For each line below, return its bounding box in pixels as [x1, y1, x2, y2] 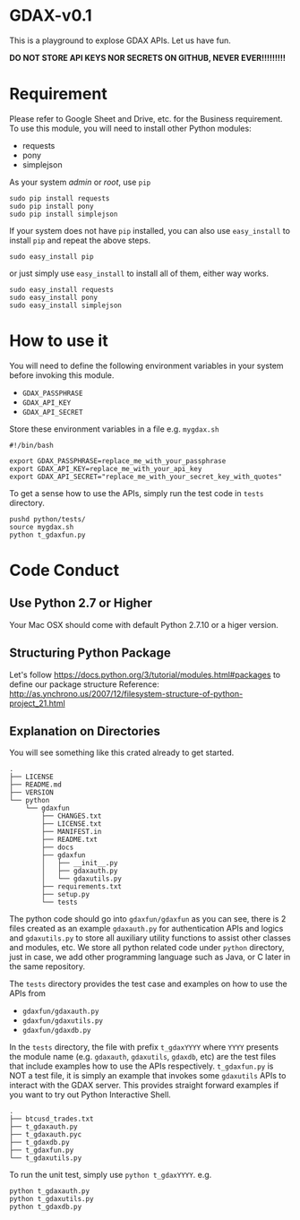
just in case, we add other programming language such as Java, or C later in [9, 951, 291, 963]
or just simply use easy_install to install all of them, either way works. [9, 268, 269, 279]
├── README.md [9, 780, 63, 789]
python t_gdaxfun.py [9, 530, 87, 539]
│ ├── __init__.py [41, 859, 118, 868]
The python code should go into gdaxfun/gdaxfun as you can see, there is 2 [9, 914, 287, 924]
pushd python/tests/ [9, 514, 87, 524]
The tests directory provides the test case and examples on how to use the [9, 978, 288, 990]
